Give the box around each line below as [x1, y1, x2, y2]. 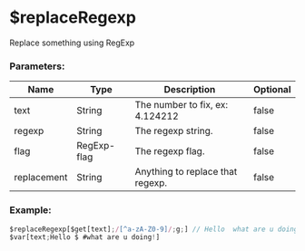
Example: [9, 204, 52, 217]
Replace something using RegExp [9, 37, 135, 48]
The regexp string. [134, 125, 213, 138]
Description [163, 83, 216, 96]
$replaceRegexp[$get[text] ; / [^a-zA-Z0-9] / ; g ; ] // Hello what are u [9, 225, 274, 234]
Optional [252, 83, 291, 96]
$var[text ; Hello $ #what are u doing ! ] [9, 233, 161, 242]
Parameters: [9, 60, 65, 72]
